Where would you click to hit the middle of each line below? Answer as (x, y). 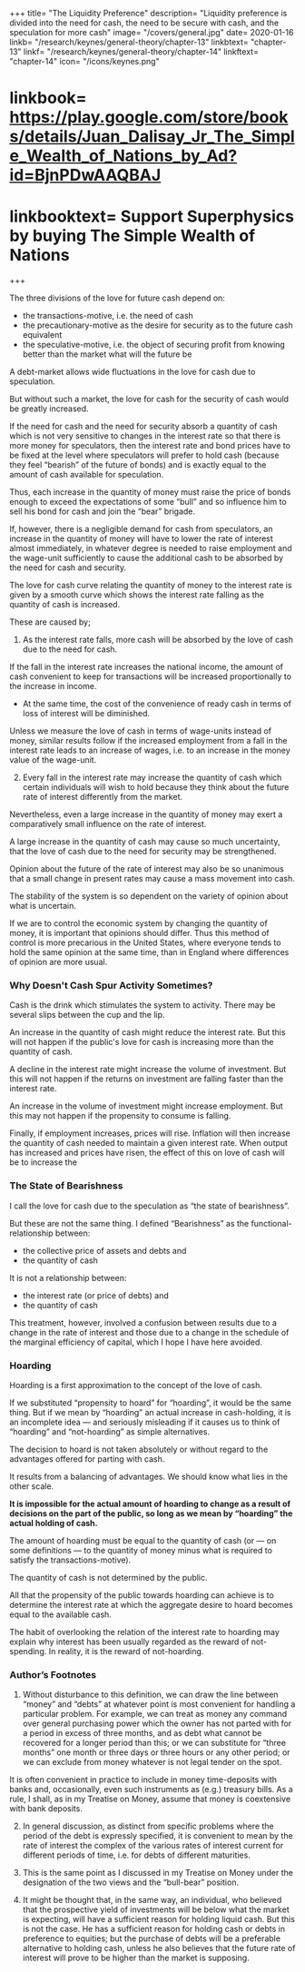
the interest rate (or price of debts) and (96, 1295)
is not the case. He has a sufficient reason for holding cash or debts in (154, 1929)
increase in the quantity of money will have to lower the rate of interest (142, 538)
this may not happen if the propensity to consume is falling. (120, 1116)
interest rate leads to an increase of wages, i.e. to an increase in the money (150, 750)
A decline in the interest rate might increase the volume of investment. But (148, 1070)
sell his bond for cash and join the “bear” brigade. (103, 511)
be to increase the (43, 1162)
